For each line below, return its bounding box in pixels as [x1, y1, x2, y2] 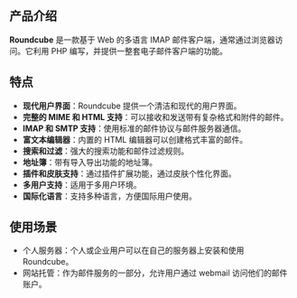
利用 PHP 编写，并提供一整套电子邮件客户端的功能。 [32, 45, 228, 56]
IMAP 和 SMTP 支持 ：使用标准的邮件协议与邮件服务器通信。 [22, 123, 246, 134]
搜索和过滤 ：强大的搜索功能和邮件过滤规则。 [22, 145, 190, 156]
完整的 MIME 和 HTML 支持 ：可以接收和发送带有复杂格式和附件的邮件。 [22, 111, 289, 122]
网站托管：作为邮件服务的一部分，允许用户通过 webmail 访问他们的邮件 [22, 267, 288, 278]
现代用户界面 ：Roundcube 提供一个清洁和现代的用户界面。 [22, 100, 242, 111]
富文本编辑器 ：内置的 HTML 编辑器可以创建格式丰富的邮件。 [22, 134, 248, 144]
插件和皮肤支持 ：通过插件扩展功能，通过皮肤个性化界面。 [22, 168, 237, 179]
